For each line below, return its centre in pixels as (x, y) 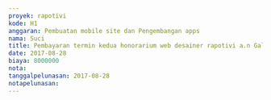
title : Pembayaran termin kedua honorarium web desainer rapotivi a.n (129, 46)
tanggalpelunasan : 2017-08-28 (59, 76)
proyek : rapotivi (38, 16)
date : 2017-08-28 (38, 53)
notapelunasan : (34, 83)
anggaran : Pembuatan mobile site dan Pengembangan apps (104, 31)
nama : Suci (27, 38)
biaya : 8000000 (34, 61)
